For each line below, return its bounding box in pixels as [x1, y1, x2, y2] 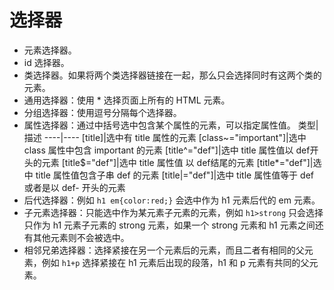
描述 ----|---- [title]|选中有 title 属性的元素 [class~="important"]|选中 [23, 131, 307, 143]
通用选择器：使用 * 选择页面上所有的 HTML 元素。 [23, 94, 231, 106]
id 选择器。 [23, 56, 70, 68]
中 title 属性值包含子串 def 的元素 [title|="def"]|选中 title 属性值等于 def [23, 169, 314, 181]
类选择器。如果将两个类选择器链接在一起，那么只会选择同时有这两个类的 [23, 69, 322, 81]
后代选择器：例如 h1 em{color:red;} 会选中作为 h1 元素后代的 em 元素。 [23, 194, 321, 206]
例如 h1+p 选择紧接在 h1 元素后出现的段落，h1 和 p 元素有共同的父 [41, 256, 310, 268]
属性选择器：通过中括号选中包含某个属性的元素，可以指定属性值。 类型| [23, 119, 319, 131]
